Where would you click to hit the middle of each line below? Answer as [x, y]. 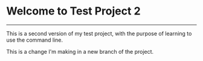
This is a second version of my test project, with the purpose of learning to [99, 33]
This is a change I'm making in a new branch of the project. [80, 51]
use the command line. [35, 40]
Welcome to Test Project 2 [73, 11]
